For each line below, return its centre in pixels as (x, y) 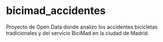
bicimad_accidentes (56, 11)
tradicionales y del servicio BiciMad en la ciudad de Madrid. (78, 33)
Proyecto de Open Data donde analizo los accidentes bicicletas (82, 27)
